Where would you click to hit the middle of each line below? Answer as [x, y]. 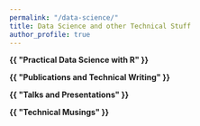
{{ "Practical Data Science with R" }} [79, 60]
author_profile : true [50, 34]
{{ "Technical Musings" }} [59, 112]
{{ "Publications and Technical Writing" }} [90, 77]
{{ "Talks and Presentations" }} [69, 94]
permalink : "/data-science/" [64, 18]
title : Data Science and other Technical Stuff [100, 26]
